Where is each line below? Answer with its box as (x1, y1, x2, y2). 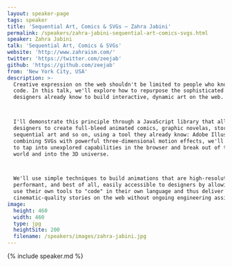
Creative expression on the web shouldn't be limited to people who (13, 81, 215, 88)
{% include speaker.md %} (7, 252, 84, 260)
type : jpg (13, 220, 41, 227)
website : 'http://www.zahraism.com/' (7, 49, 116, 56)
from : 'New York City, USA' (7, 68, 88, 75)
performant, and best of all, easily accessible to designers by (13, 181, 206, 189)
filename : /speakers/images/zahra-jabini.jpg (13, 233, 147, 240)
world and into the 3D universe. (13, 150, 110, 158)
